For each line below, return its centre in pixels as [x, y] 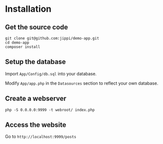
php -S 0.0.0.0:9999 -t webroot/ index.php [50, 110]
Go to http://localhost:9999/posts [41, 137]
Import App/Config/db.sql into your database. [51, 73]
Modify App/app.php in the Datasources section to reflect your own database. [82, 83]
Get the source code [37, 27]
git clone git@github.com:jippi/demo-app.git [52, 38]
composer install [23, 47]
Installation [28, 9]
